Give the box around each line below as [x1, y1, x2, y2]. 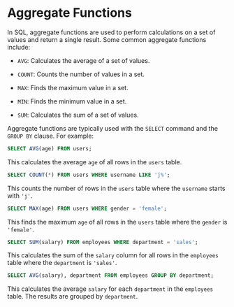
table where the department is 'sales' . [7, 259, 117, 267]
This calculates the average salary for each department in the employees [7, 285, 214, 293]
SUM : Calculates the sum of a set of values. [17, 110, 139, 119]
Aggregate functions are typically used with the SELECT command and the [7, 124, 219, 132]
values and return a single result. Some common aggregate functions [7, 35, 207, 43]
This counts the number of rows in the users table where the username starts [7, 184, 226, 192]
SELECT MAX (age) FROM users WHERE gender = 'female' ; [7, 205, 168, 212]
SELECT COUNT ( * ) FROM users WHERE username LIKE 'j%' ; [7, 171, 170, 178]
